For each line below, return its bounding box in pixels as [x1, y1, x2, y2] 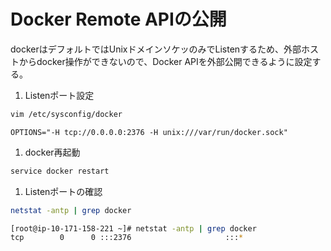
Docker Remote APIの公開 [10, 8, 227, 31]
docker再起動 [24, 146, 81, 158]
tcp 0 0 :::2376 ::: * [10, 233, 244, 243]
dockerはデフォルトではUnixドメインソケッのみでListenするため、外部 [10, 43, 302, 55]
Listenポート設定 [24, 89, 95, 101]
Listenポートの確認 [24, 185, 103, 197]
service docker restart [10, 166, 110, 176]
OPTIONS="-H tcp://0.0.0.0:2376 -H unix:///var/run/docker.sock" [10, 127, 288, 137]
